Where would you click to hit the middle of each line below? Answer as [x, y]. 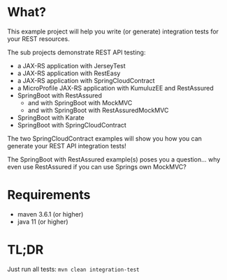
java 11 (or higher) [43, 221]
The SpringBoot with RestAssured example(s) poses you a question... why [114, 159]
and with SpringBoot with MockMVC [80, 102]
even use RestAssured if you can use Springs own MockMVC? [97, 166]
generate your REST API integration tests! [67, 146]
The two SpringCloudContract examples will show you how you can [105, 138]
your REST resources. [38, 38]
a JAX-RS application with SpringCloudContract [86, 80]
